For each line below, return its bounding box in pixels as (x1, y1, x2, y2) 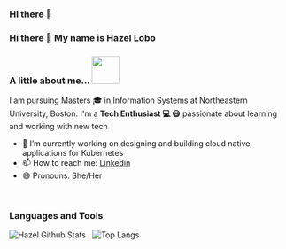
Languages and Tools (9, 210, 104, 222)
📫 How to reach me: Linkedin (21, 158, 131, 168)
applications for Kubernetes (21, 148, 124, 159)
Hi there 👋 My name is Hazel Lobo (9, 31, 157, 43)
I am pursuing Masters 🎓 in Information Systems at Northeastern (9, 95, 248, 105)
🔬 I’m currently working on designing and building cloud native (21, 138, 251, 149)
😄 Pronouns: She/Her (21, 170, 103, 181)
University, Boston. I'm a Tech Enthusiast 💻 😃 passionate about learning (9, 108, 277, 119)
